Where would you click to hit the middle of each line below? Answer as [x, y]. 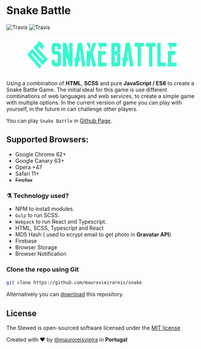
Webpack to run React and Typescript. [61, 222]
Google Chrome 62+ [41, 154]
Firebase [26, 241]
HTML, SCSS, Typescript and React [59, 228]
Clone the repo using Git [43, 269]
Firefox [24, 180]
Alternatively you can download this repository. [65, 295]
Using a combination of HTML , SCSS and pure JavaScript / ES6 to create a [100, 83]
